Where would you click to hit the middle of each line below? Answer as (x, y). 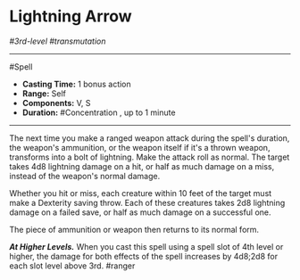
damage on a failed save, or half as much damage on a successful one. (140, 212)
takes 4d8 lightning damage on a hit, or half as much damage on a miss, (142, 166)
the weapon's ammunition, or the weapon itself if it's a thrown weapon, (140, 147)
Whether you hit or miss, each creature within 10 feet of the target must (141, 193)
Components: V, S (56, 103)
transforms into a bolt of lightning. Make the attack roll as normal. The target (150, 157)
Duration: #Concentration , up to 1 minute (99, 112)
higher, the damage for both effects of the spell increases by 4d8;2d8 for (144, 256)
